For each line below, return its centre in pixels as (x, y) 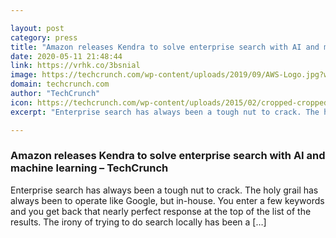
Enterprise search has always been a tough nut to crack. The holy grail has (164, 190)
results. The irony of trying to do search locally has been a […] (138, 222)
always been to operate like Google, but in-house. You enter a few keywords (167, 200)
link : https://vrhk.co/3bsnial (75, 66)
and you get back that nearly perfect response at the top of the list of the (161, 211)
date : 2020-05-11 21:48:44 (66, 56)
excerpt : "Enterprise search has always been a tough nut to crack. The (165, 112)
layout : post (37, 28)
